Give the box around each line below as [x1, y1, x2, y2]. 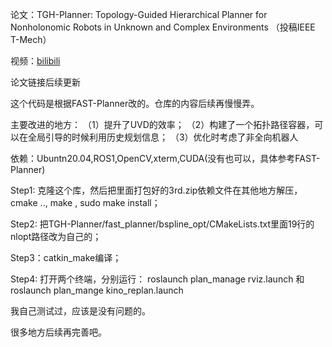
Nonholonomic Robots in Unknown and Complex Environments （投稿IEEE [10, 21, 316, 33]
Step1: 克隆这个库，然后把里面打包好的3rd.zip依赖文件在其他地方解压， [10, 184, 303, 196]
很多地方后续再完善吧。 [10, 326, 107, 338]
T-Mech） [10, 34, 52, 45]
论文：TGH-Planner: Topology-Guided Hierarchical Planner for [10, 9, 268, 20]
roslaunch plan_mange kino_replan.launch [10, 284, 184, 296]
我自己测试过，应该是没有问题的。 [10, 305, 151, 317]
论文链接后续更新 [10, 76, 81, 88]
